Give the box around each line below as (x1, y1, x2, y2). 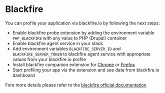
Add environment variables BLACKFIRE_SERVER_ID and (12, 45, 121, 51)
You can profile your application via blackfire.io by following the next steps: (5, 20, 160, 26)
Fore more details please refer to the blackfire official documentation (5, 81, 146, 88)
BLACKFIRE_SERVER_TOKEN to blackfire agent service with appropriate (12, 51, 151, 57)
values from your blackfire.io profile (12, 56, 86, 62)
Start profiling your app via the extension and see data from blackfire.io (12, 66, 159, 73)
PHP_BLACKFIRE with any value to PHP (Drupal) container (12, 35, 127, 41)
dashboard (12, 72, 35, 78)
